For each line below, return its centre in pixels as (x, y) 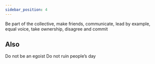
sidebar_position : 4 (26, 10)
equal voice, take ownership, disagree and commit (56, 29)
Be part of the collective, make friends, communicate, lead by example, (78, 24)
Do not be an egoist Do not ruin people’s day (51, 56)
